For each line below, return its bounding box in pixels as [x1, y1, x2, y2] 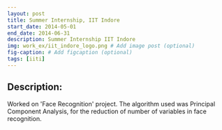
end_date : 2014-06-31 [7, 29, 71, 37]
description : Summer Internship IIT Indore [7, 36, 136, 43]
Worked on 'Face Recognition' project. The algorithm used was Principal [7, 99, 216, 108]
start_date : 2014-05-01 [7, 23, 77, 30]
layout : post [7, 10, 45, 17]
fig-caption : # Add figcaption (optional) [7, 49, 133, 56]
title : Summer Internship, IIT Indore [7, 17, 120, 24]
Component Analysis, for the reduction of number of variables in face [7, 107, 207, 115]
